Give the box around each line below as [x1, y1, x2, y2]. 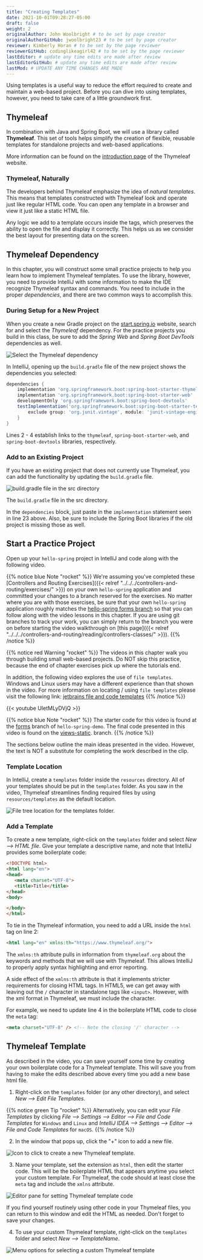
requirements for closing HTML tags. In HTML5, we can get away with [6, 982, 181, 989]
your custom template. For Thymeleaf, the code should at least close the [14, 1173, 196, 1181]
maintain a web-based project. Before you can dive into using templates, [6, 88, 187, 96]
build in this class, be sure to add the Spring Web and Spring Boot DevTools [6, 333, 195, 340]
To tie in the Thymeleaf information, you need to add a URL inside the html [6, 922, 192, 929]
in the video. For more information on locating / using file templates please [6, 686, 196, 694]
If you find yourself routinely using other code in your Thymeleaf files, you [6, 1204, 191, 1211]
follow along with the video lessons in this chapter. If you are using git [6, 611, 180, 619]
